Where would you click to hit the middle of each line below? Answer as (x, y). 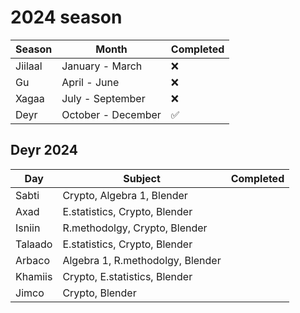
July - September (103, 98)
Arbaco (32, 260)
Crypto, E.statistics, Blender (127, 276)
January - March (102, 66)
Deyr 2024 (44, 150)
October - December (111, 114)
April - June (90, 82)
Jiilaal (29, 66)
